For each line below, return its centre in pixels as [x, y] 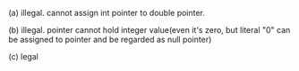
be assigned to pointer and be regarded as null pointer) [110, 39]
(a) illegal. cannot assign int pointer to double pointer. [107, 13]
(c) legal [24, 56]
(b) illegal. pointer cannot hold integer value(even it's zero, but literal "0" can [149, 30]
